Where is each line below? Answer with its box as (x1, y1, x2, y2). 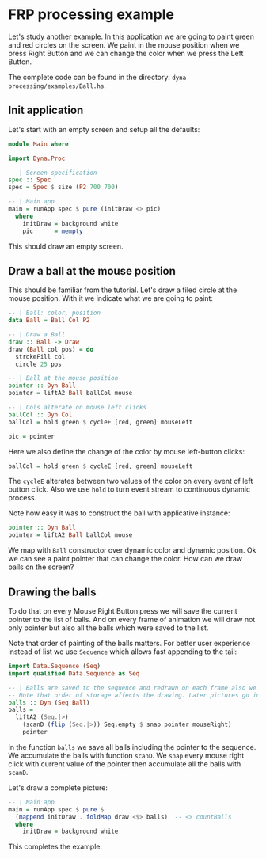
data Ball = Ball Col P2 (8, 317, 90, 325)
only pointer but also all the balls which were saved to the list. (8, 623, 209, 633)
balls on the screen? (8, 562, 74, 572)
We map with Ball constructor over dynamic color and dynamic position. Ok (8, 545, 256, 555)
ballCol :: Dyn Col (8, 410, 73, 419)
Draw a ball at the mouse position (8, 264, 177, 278)
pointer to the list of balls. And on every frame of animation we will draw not (8, 615, 256, 624)
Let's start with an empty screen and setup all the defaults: (8, 124, 200, 134)
